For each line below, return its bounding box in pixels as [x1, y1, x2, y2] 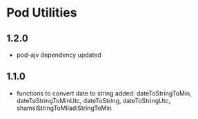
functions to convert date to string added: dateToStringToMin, [16, 89, 192, 98]
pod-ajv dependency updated [16, 51, 101, 59]
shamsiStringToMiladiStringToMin [16, 104, 112, 112]
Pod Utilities [6, 5, 77, 21]
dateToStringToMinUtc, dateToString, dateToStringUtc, [16, 96, 170, 104]
